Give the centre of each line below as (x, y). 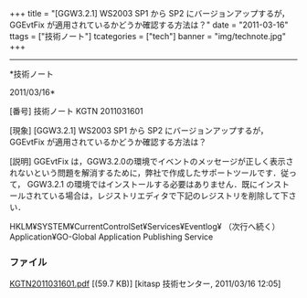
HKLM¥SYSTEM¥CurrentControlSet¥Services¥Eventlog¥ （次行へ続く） (145, 226)
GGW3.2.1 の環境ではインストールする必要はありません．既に (143, 184)
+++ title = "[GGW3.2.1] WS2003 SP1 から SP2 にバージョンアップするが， (150, 13)
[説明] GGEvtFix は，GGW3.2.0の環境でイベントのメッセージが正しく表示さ (152, 161)
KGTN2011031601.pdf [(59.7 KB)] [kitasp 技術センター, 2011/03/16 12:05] (145, 284)
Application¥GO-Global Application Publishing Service (111, 237)
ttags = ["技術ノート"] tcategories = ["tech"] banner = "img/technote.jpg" (148, 36)
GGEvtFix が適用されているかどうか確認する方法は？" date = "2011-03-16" (149, 25)
